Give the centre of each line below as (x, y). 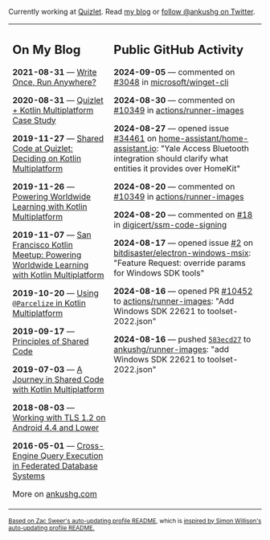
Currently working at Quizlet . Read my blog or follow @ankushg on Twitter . (132, 12)
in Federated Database (55, 465)
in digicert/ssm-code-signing (170, 224)
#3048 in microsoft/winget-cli (171, 82)
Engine (25, 456)
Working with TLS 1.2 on (59, 417)
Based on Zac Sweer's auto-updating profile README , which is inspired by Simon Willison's (135, 521)
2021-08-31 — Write (55, 72)
